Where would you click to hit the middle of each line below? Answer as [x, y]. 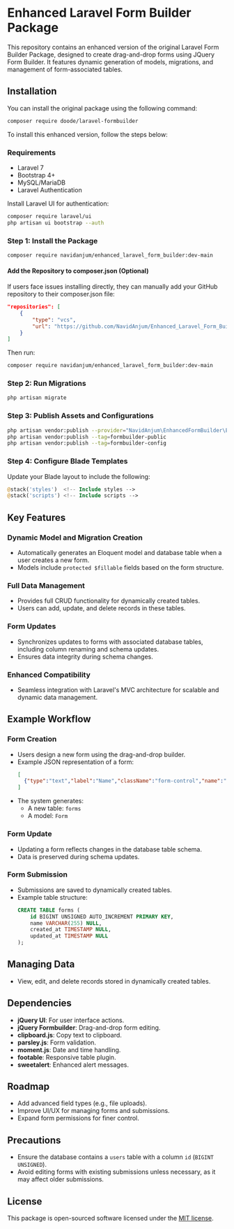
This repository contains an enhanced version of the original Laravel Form [113, 47]
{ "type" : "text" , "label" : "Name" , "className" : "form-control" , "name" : [124, 781]
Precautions [34, 1140]
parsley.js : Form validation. [56, 1042]
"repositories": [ [34, 307]
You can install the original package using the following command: [102, 108]
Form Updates [32, 626]
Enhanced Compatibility [49, 675]
